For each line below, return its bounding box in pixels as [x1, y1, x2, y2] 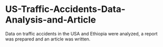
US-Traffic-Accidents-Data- [5, 3, 126, 15]
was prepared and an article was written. [5, 36, 91, 42]
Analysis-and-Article [5, 14, 96, 25]
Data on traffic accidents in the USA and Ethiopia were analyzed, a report [5, 30, 158, 36]
